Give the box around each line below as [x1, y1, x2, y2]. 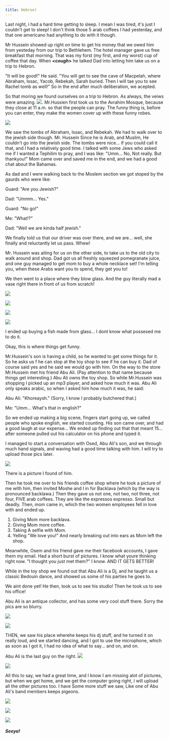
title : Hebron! [5, 7, 37, 13]
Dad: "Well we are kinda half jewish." [5, 225, 81, 231]
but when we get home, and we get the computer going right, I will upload [5, 678, 158, 684]
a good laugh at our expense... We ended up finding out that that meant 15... [5, 425, 163, 431]
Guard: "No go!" [5, 205, 39, 211]
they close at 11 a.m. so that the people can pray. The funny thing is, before [5, 104, 161, 111]
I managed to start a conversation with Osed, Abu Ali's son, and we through [5, 440, 162, 446]
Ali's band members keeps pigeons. [5, 688, 79, 694]
